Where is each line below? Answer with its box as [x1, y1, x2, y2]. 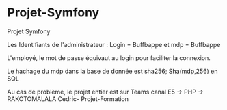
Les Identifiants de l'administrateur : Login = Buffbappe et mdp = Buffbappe [7, 40, 221, 49]
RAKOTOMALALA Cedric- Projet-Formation [7, 94, 129, 103]
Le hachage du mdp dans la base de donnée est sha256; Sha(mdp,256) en [7, 67, 218, 75]
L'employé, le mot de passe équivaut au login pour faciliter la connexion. [7, 53, 211, 62]
